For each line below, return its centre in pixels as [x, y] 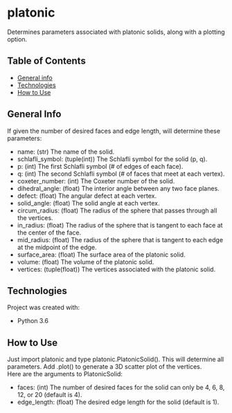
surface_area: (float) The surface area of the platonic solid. [101, 255]
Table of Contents [47, 61]
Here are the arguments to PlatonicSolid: [65, 374]
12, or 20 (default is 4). [50, 395]
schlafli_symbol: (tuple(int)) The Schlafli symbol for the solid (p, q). [112, 159]
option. [17, 39]
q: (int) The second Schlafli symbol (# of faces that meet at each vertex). [121, 174]
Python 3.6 [33, 321]
